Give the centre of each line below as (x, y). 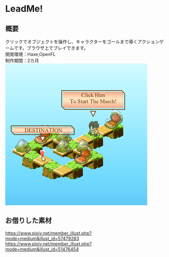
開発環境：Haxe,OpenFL (31, 54)
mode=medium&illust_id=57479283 (42, 238)
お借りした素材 (29, 220)
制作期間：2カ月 (22, 60)
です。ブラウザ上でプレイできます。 (51, 48)
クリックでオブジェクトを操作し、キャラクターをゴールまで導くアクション (82, 42)
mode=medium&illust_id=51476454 (42, 249)
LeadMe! (24, 9)
